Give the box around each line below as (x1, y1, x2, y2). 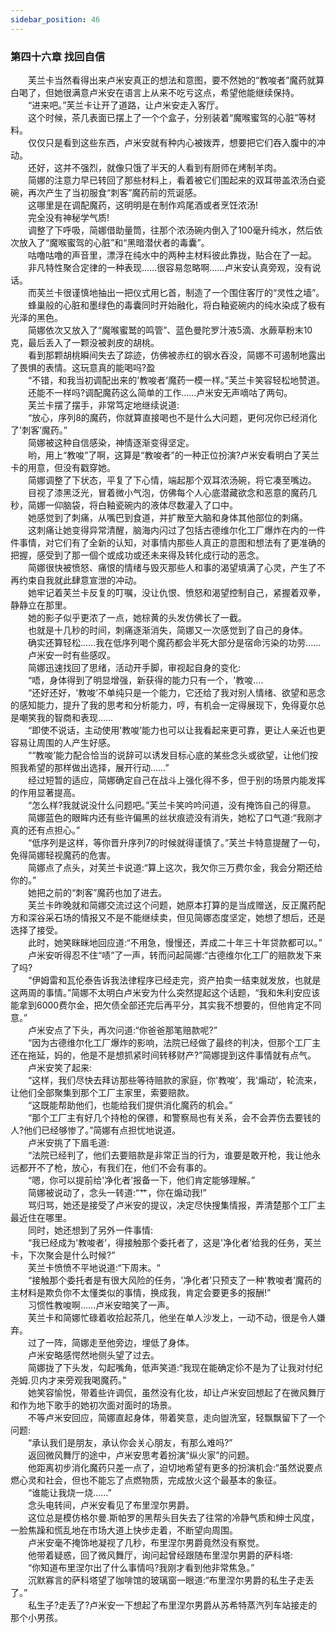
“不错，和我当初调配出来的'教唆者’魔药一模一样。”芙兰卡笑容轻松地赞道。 (27, 374, 326, 386)
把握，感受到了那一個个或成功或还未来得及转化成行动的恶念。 (10, 549, 265, 561)
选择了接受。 (10, 924, 63, 936)
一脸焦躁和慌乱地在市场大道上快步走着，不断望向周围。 (10, 1524, 238, 1536)
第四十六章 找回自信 (10, 49, 106, 63)
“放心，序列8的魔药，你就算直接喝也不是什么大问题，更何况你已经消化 (27, 411, 318, 423)
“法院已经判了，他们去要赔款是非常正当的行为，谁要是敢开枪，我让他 (27, 1149, 313, 1161)
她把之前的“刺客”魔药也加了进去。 (27, 886, 168, 898)
